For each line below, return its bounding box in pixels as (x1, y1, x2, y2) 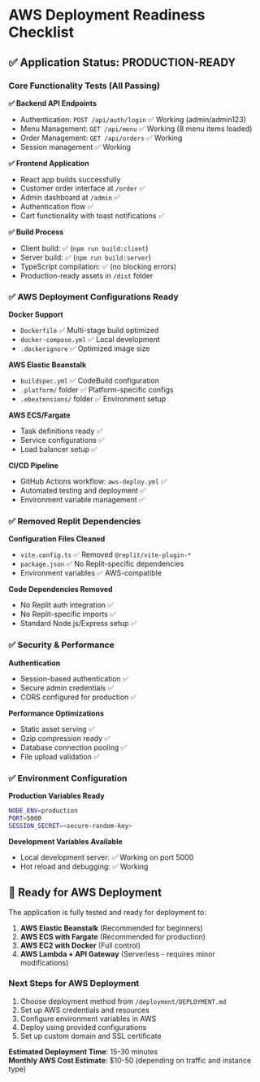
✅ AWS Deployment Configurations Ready (8, 291, 179, 302)
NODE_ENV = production (8, 807, 79, 815)
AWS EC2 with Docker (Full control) (19, 940, 141, 950)
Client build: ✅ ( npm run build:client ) (19, 243, 149, 253)
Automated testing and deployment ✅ (19, 486, 146, 496)
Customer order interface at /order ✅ (19, 183, 146, 193)
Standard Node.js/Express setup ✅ (19, 619, 137, 629)
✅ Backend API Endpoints (8, 98, 97, 107)
